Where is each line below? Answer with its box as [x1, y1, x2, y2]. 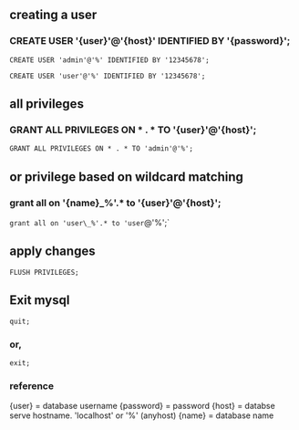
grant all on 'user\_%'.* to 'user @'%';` [9, 217, 170, 228]
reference [9, 379, 55, 392]
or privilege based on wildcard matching [9, 169, 244, 184]
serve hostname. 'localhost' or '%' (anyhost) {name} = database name [9, 410, 274, 421]
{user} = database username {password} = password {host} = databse [9, 401, 275, 412]
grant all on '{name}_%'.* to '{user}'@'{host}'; [9, 196, 222, 209]
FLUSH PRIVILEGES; [9, 267, 79, 277]
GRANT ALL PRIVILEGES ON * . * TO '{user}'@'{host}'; [9, 123, 257, 136]
